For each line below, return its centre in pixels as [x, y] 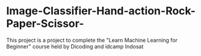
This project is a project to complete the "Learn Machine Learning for [92, 40]
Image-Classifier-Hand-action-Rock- [101, 11]
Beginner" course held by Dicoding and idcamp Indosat [75, 46]
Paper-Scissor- [45, 24]
